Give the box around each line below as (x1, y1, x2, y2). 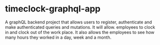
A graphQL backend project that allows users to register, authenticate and (5, 19, 152, 25)
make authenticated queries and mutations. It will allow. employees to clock (5, 24, 156, 30)
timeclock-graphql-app (5, 3, 101, 14)
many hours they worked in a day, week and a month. (5, 34, 112, 40)
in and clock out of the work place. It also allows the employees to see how (5, 29, 155, 35)
